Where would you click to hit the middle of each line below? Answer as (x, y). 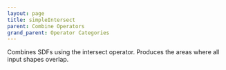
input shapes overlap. (38, 60)
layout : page (26, 13)
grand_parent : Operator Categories (58, 33)
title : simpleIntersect (41, 20)
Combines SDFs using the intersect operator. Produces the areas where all (113, 52)
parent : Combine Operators (46, 26)
